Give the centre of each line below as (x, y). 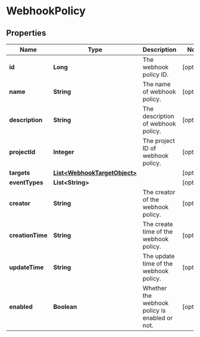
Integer (64, 152)
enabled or (158, 318)
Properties (26, 33)
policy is (154, 311)
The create (158, 224)
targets (20, 173)
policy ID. (156, 74)
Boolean (65, 307)
